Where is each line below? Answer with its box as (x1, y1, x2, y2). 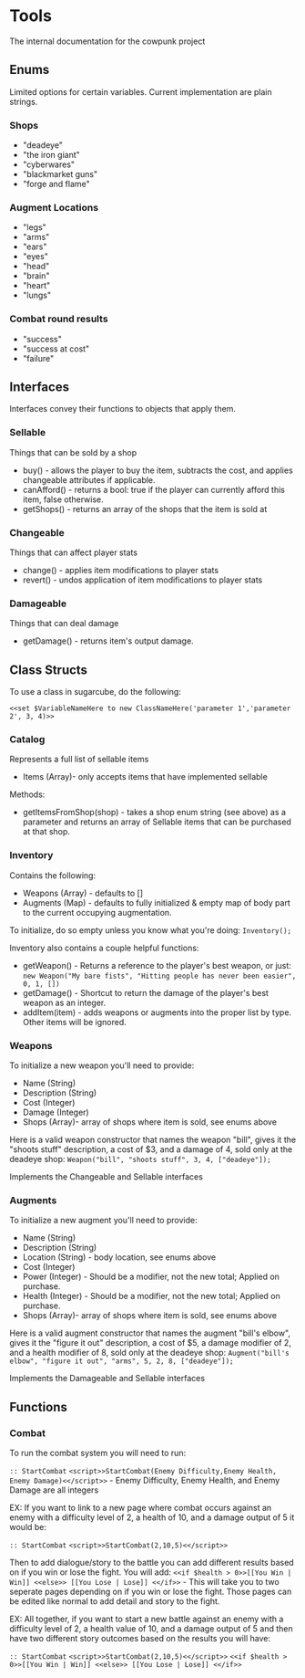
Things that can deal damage (9, 618, 119, 629)
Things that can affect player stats (9, 547, 138, 558)
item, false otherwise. (22, 494, 104, 505)
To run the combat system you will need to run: (9, 1448, 187, 1459)
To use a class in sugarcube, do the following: (9, 687, 182, 697)
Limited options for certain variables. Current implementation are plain (9, 86, 272, 97)
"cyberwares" (22, 159, 76, 170)
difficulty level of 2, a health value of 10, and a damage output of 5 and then (9, 1623, 293, 1634)
